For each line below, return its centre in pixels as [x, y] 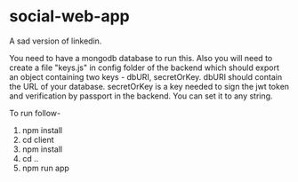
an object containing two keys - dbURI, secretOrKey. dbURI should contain [146, 76]
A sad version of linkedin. [56, 41]
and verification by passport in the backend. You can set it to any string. [141, 96]
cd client [38, 139]
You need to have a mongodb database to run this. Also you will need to [141, 58]
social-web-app [70, 16]
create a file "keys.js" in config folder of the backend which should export [145, 67]
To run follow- [35, 113]
